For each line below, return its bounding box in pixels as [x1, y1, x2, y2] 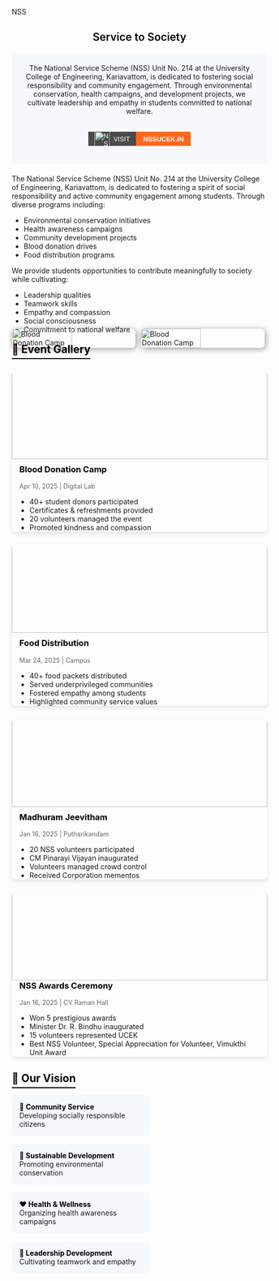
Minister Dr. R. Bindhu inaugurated [29, 1022, 144, 1032]
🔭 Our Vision [11, 1071, 76, 1085]
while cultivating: [11, 275, 68, 284]
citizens [19, 1119, 45, 1129]
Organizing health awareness [19, 1208, 118, 1218]
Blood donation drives [23, 241, 97, 251]
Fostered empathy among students [29, 688, 147, 698]
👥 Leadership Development [19, 1249, 113, 1258]
